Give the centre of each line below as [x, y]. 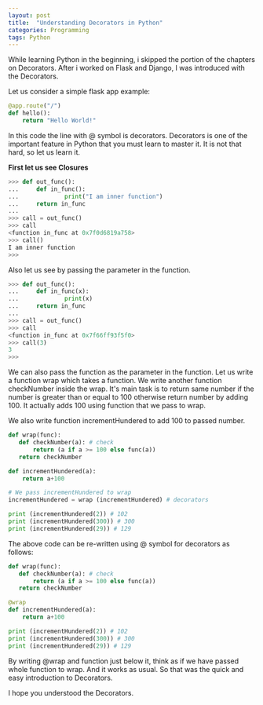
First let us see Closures [48, 167]
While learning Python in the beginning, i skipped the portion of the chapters [132, 60]
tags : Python [29, 37]
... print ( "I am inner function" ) [86, 196]
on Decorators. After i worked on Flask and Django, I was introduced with [127, 68]
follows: [21, 552]
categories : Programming [49, 30]
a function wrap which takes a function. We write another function [115, 381]
